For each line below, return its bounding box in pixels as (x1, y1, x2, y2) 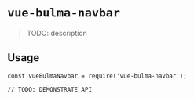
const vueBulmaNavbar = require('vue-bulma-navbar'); (7, 72, 188, 80)
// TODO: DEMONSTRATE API (7, 85, 92, 93)
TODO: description (26, 28, 88, 38)
